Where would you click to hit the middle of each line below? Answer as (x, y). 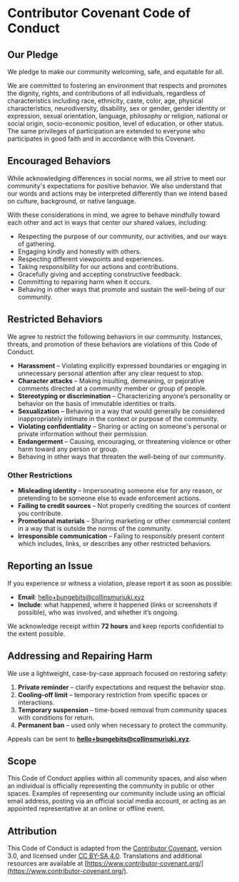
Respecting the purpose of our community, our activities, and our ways (122, 236)
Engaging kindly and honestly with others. (79, 251)
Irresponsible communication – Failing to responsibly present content (121, 536)
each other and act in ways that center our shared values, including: (107, 222)
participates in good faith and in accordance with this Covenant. (102, 138)
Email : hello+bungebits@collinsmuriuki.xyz (81, 597)
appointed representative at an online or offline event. (86, 808)
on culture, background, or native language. (72, 201)
